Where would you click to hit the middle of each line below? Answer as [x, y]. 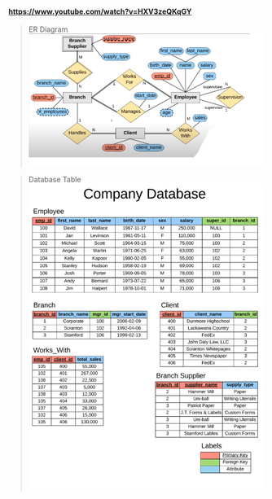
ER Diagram [48, 29]
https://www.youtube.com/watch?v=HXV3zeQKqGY [100, 11]
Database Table [55, 179]
